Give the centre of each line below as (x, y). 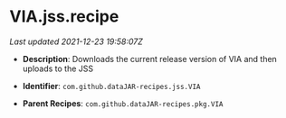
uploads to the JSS (58, 68)
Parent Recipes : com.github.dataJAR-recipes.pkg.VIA (123, 103)
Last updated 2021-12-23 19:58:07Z (76, 41)
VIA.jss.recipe (64, 17)
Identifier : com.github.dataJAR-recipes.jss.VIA (111, 86)
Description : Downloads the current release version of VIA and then (150, 59)
